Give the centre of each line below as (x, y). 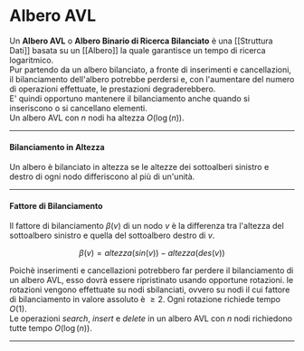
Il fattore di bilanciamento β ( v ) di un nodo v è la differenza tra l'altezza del (147, 226)
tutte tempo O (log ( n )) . (51, 328)
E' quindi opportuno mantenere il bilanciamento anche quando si (130, 98)
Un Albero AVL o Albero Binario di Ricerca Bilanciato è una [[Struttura (141, 41)
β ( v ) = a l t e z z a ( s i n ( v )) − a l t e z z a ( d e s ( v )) (152, 253)
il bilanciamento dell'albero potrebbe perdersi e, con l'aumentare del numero (152, 79)
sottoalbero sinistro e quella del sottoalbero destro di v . (112, 235)
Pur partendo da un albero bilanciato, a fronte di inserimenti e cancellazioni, (151, 70)
